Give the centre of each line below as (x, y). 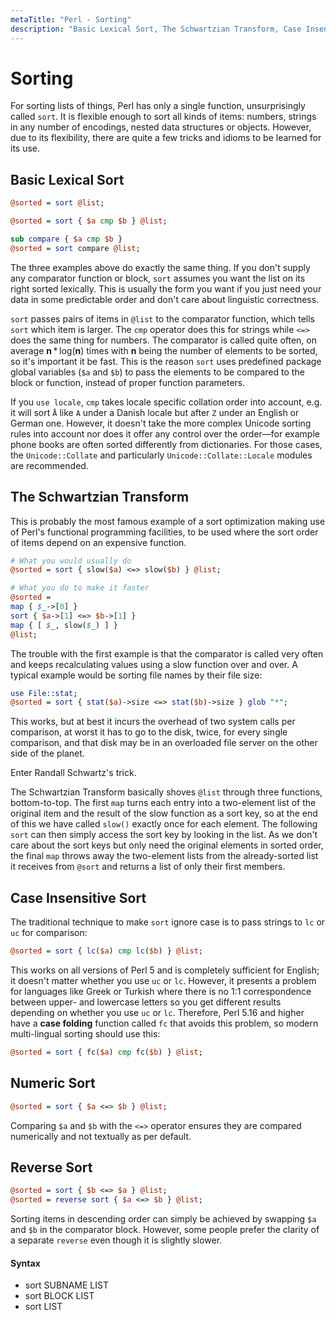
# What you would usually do (71, 561)
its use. (25, 148)
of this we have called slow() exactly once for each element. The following (164, 824)
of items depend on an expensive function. (98, 542)
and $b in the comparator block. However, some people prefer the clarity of (165, 1230)
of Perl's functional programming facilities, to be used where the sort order (164, 532)
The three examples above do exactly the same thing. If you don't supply (160, 267)
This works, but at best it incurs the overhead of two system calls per (153, 722)
